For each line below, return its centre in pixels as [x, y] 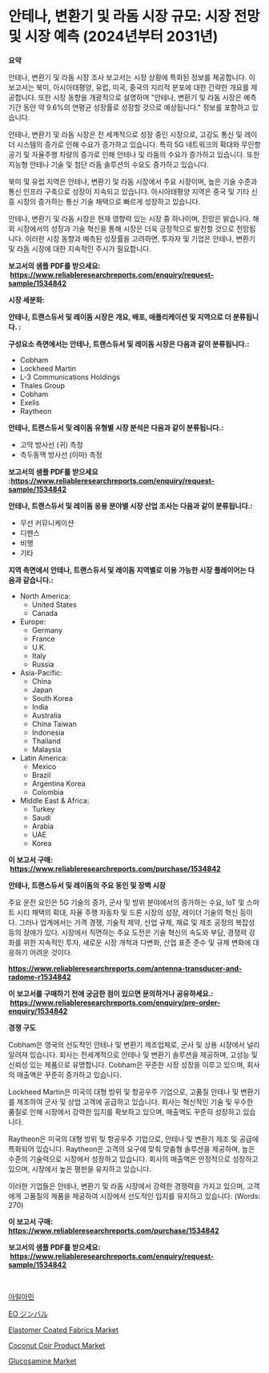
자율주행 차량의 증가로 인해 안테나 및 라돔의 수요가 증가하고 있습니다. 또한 [146, 154]
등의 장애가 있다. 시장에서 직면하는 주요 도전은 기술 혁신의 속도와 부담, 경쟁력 [128, 932]
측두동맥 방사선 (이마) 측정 [61, 455]
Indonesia [48, 732]
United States [54, 604]
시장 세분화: [27, 300]
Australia [46, 715]
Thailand [46, 741]
